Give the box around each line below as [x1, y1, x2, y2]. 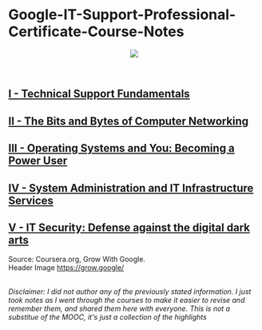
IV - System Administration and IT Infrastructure [8, 181, 254, 195]
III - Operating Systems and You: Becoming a [8, 141, 236, 155]
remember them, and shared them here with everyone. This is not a [8, 304, 230, 313]
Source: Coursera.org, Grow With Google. [8, 254, 146, 264]
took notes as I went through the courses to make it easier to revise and [8, 296, 245, 305]
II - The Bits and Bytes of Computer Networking [8, 114, 249, 128]
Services [8, 193, 54, 207]
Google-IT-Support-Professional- [8, 6, 236, 24]
